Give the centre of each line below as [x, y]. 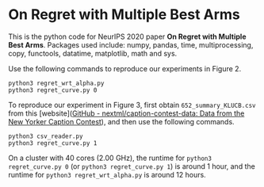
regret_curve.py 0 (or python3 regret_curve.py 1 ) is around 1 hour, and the [132, 166]
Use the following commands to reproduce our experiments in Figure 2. [125, 68]
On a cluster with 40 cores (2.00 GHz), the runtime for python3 [110, 158]
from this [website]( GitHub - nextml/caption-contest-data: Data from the [126, 113]
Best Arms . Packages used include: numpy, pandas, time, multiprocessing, [131, 44]
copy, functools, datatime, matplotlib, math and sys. [93, 53]
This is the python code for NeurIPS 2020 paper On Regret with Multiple [127, 36]
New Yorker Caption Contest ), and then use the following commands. [122, 121]
